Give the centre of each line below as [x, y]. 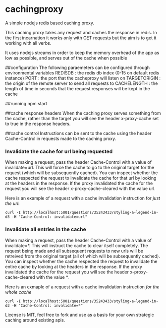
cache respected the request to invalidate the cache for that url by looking [81, 178]
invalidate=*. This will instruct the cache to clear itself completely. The [77, 245]
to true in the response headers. [38, 124]
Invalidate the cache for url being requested [59, 151]
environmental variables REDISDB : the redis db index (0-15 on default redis [82, 72]
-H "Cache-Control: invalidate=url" [50, 217]
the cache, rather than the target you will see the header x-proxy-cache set [82, 118]
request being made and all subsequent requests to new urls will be [74, 251]
